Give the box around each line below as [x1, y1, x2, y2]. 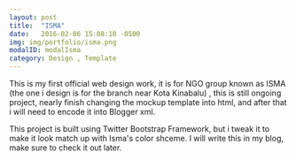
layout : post [9, 12, 58, 22]
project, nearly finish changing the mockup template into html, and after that [9, 97, 287, 107]
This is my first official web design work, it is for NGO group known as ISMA [9, 79, 286, 88]
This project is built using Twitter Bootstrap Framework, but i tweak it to [9, 124, 270, 133]
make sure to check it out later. [9, 142, 122, 153]
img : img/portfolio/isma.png [9, 37, 117, 47]
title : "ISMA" [9, 21, 66, 30]
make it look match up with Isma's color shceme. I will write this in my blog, [9, 133, 284, 143]
